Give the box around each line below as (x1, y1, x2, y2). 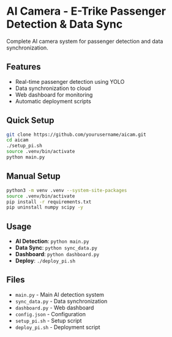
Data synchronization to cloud (15, 84, 91, 92)
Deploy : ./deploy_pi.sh (15, 257, 75, 264)
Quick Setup (6, 115, 54, 126)
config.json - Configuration (15, 310, 86, 317)
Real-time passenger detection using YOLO (15, 78, 125, 85)
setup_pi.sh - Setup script (15, 317, 82, 324)
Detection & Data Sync (6, 17, 123, 31)
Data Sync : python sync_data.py (15, 244, 98, 251)
